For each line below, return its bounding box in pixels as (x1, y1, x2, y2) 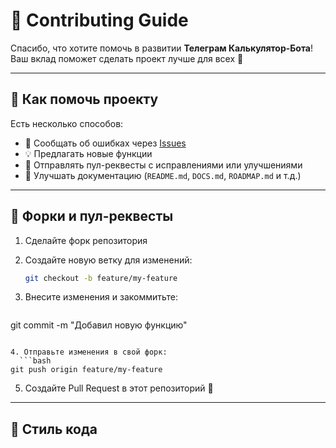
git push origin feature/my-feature (10, 365, 163, 375)
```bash (19, 356, 52, 366)
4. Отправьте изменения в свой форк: (10, 347, 168, 358)
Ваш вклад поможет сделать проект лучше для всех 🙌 (10, 52, 244, 64)
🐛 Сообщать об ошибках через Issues (24, 137, 187, 149)
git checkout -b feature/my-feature (24, 273, 178, 283)
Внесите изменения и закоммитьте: (24, 291, 179, 303)
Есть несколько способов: (10, 117, 124, 129)
